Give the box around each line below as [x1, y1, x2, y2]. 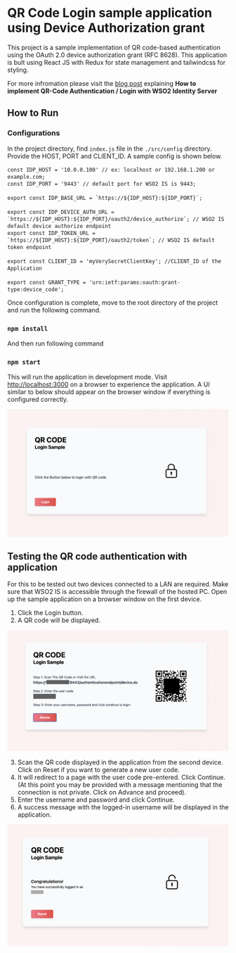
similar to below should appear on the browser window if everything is [7, 388, 211, 396]
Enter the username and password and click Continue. [17, 795, 175, 804]
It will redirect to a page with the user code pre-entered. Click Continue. [17, 773, 226, 782]
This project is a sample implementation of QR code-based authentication [7, 43, 221, 51]
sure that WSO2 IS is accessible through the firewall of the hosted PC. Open [7, 588, 228, 596]
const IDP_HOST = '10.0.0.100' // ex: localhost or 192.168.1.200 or [7, 166, 216, 173]
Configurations [7, 128, 60, 138]
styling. [7, 65, 29, 74]
